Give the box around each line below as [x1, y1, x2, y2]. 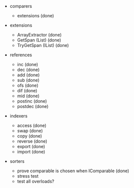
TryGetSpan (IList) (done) [17, 42, 69, 48]
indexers [9, 113, 28, 119]
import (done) [17, 149, 45, 154]
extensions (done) [17, 13, 54, 18]
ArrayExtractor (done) [17, 32, 62, 38]
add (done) [17, 72, 40, 77]
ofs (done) [17, 82, 38, 88]
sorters [9, 158, 25, 164]
